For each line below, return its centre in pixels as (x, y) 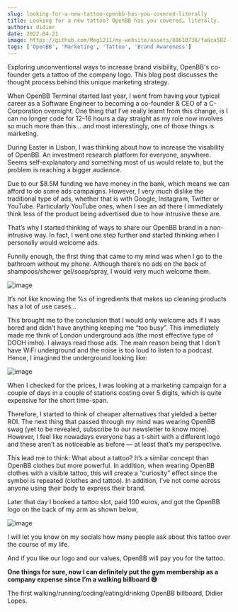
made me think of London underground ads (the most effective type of (110, 335)
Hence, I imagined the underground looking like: (77, 358)
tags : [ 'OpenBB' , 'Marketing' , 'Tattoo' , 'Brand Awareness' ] (100, 47)
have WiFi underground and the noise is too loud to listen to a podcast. (110, 350)
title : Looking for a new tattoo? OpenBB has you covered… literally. (114, 21)
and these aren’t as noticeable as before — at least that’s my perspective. (114, 444)
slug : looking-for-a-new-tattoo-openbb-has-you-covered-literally (107, 14)
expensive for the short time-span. (58, 400)
